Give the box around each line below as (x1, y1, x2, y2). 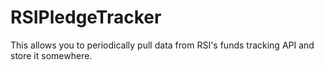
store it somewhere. (10, 49, 93, 61)
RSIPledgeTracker (10, 6, 162, 29)
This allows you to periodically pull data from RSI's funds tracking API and (10, 39, 315, 51)
